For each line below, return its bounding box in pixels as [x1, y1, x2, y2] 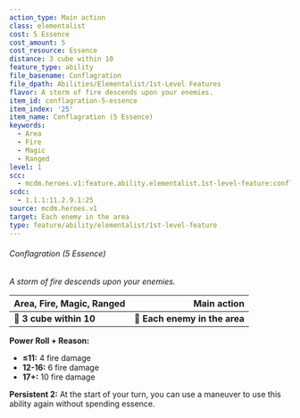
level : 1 [9, 163, 42, 171]
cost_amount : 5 [9, 38, 66, 47]
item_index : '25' [9, 104, 74, 113]
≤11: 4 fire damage [21, 352, 91, 363]
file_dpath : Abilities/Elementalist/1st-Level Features [9, 79, 221, 88]
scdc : [9, 188, 29, 196]
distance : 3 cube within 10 [9, 54, 114, 63]
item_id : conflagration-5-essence [9, 96, 138, 105]
